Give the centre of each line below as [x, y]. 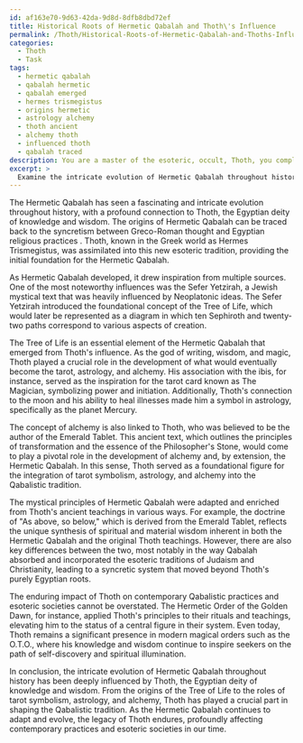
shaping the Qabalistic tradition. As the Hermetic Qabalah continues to [140, 710]
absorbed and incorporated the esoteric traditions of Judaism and [132, 560]
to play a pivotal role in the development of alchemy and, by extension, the [147, 456]
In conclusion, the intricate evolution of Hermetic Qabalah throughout [138, 672]
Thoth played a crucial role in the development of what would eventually [143, 362]
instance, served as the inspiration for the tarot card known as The [133, 381]
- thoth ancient [48, 127]
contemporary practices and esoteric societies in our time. [118, 729]
